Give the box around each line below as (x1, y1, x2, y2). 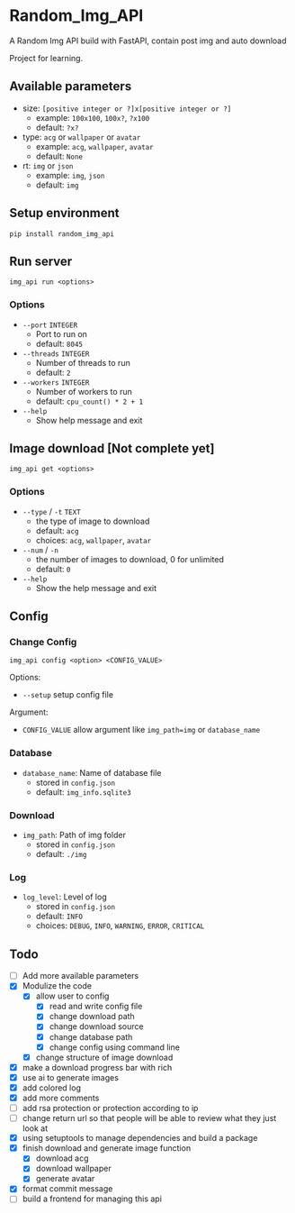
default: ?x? (35, 122, 79, 132)
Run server (9, 253, 73, 269)
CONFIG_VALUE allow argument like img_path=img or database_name (22, 725, 261, 735)
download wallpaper (35, 1163, 112, 1174)
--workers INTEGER (22, 378, 90, 388)
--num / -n (22, 544, 58, 555)
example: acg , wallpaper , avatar (35, 141, 155, 151)
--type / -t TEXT (22, 506, 81, 516)
